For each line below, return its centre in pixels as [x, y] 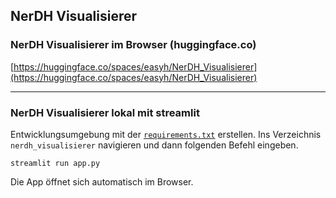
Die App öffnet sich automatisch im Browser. [102, 181]
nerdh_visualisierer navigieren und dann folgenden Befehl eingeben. [154, 145]
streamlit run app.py [55, 163]
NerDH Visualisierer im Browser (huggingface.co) [133, 45]
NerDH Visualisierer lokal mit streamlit [105, 112]
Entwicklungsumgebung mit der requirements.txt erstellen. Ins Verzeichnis [166, 134]
